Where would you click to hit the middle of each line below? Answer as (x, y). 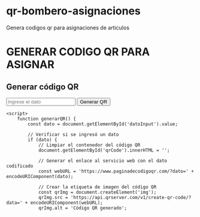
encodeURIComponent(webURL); (66, 203)
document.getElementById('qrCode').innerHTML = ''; (104, 150)
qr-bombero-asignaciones (73, 11)
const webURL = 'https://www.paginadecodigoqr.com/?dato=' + (116, 171)
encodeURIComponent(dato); (40, 176)
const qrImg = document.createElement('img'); (97, 192)
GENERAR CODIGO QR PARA (78, 52)
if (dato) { (43, 140)
